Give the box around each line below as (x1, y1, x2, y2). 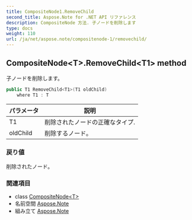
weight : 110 (6, 31, 36, 37)
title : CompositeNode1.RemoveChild (6, 8, 94, 15)
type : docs (6, 25, 33, 31)
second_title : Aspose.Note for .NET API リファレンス (6, 14, 136, 20)
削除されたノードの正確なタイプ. (44, 118, 135, 126)
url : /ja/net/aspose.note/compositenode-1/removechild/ (6, 36, 147, 42)
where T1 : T (17, 92, 49, 98)
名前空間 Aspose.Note (14, 200, 69, 208)
